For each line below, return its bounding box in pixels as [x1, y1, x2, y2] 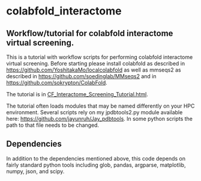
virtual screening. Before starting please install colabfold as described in [6, 60, 185, 67]
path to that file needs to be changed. [6, 121, 100, 129]
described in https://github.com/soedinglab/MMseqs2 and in [6, 73, 157, 79]
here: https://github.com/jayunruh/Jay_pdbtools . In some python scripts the [6, 115, 193, 122]
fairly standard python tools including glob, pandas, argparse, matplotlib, [6, 161, 186, 168]
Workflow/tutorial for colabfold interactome [6, 28, 173, 38]
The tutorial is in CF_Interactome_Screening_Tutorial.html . [6, 91, 148, 97]
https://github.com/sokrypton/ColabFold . [6, 79, 108, 86]
